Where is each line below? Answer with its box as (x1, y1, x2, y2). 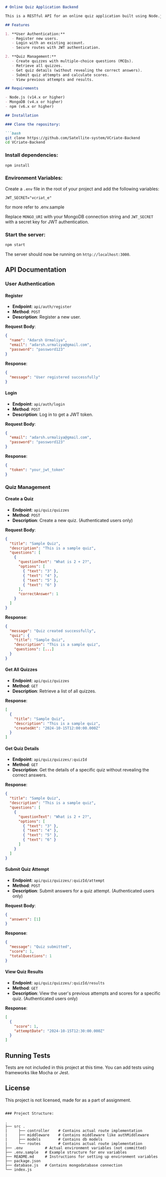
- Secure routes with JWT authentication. (11, 45, 100, 50)
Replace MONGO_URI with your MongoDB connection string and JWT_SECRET (5, 213, 154, 219)
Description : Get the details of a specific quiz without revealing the (12, 767, 149, 773)
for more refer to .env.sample (5, 204, 65, 210)
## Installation (5, 113, 39, 118)
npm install (5, 163, 30, 168)
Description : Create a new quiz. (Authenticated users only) (12, 517, 133, 523)
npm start (5, 243, 26, 247)
